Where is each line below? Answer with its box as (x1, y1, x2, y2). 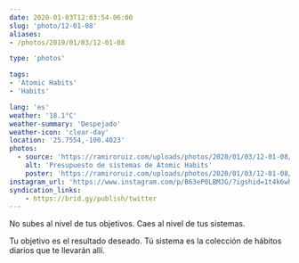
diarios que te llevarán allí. (9, 245, 105, 256)
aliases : (9, 29, 42, 38)
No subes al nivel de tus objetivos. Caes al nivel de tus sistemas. (9, 218, 246, 229)
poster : (25, 168, 53, 178)
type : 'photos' (9, 54, 66, 63)
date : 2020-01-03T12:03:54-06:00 (9, 12, 133, 22)
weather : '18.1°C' (9, 111, 77, 120)
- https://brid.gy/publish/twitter (25, 193, 158, 203)
